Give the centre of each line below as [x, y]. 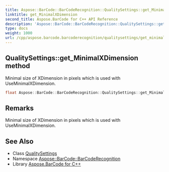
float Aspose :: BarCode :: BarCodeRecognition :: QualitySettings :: [73, 93]
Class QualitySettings [35, 153]
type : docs [17, 29]
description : [19, 24]
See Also [19, 141]
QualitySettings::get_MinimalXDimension [72, 58]
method [18, 66]
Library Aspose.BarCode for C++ [47, 164]
